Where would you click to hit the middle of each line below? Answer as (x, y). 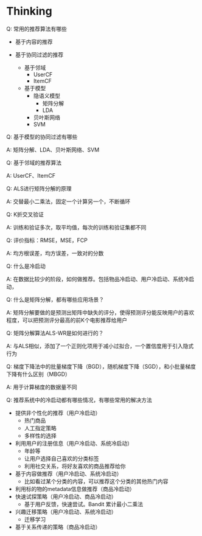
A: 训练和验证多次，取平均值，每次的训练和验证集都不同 (76, 227)
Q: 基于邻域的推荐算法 (34, 162)
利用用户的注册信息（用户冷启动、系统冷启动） (74, 443)
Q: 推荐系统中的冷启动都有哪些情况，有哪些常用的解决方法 (79, 400)
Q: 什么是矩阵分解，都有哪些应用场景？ (55, 299)
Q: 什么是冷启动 (26, 266)
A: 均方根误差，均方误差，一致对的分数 (55, 253)
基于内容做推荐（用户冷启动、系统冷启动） (68, 473)
